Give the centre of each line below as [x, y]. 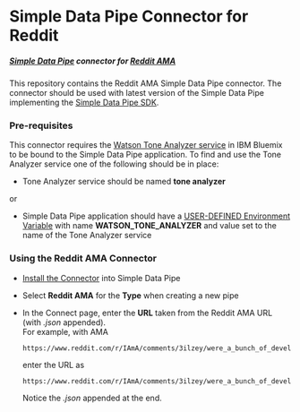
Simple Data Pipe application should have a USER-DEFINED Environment [156, 216]
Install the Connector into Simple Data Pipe [101, 278]
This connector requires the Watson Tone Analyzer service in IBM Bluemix [146, 145]
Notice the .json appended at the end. [92, 398]
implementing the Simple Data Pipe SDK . [84, 103]
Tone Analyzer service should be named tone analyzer [124, 182]
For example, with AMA [65, 331]
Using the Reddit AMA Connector [83, 259]
